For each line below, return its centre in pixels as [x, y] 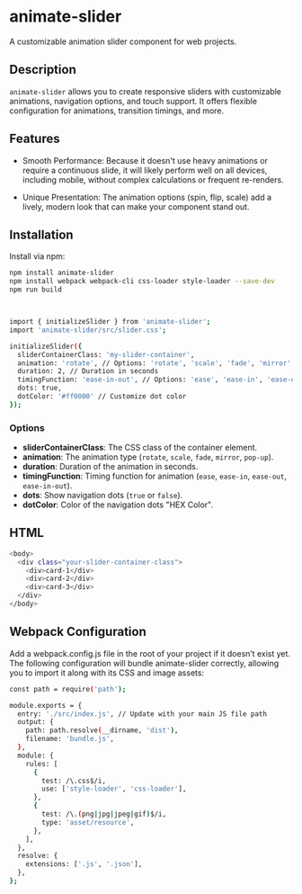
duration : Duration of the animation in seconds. [110, 467]
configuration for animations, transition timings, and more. [117, 111]
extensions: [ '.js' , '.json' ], [84, 864]
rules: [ [42, 764]
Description [43, 70]
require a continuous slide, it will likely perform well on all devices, [145, 170]
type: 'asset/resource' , [88, 822]
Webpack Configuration [78, 632]
